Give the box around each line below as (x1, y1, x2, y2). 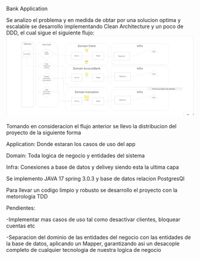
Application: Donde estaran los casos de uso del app (6, 140, 136, 147)
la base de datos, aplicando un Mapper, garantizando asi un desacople (6, 240, 180, 247)
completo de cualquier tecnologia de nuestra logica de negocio (6, 246, 162, 253)
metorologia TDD (6, 192, 48, 200)
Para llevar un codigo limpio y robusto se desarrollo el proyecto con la (6, 187, 177, 194)
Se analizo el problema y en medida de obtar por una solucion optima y (6, 17, 181, 23)
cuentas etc (6, 222, 36, 229)
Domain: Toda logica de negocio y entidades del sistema (6, 151, 145, 159)
